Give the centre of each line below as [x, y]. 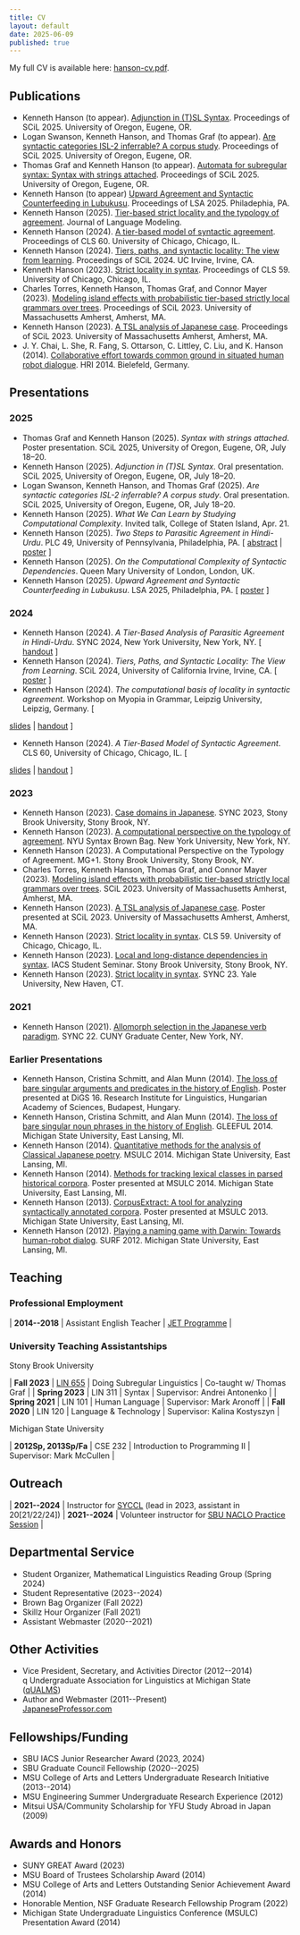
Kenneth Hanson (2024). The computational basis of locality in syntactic [156, 690]
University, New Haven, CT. [73, 984]
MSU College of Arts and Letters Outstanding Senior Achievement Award [156, 1884]
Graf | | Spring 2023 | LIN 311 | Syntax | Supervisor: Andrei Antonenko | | [143, 1392]
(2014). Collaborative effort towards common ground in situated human [153, 355]
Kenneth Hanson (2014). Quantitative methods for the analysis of [142, 1145]
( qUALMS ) [41, 1690]
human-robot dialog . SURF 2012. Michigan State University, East [141, 1240]
